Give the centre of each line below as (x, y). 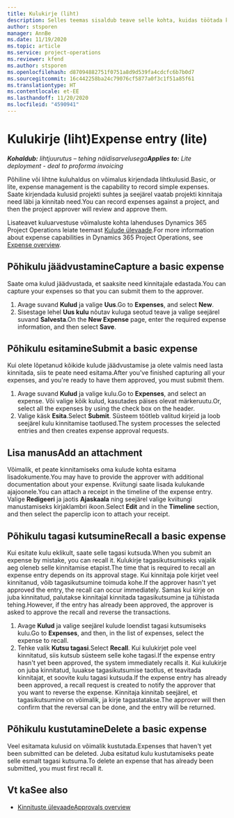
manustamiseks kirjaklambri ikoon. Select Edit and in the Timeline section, (113, 507)
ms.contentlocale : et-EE (43, 91)
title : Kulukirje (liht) (43, 14)
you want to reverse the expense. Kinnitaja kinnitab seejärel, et (107, 692)
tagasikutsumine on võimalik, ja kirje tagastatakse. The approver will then (121, 700)
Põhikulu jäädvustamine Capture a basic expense (116, 267)
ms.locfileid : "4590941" (43, 105)
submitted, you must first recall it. (55, 768)
